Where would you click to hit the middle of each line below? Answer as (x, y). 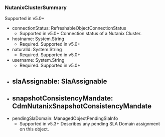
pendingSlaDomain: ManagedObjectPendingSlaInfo (65, 118)
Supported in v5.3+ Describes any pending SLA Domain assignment (90, 123)
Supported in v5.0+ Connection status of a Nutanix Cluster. (80, 34)
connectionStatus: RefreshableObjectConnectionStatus (69, 28)
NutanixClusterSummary (36, 8)
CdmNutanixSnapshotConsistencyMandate (82, 106)
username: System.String (38, 60)
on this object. (34, 129)
